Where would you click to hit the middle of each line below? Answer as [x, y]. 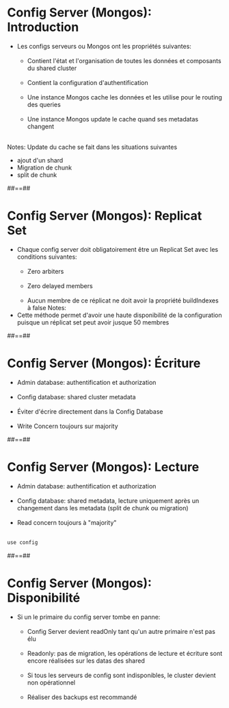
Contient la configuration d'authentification [87, 82]
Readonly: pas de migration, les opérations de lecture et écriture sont [125, 653]
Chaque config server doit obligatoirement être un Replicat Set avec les [118, 249]
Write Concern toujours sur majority [67, 426]
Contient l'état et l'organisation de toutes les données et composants [124, 60]
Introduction [43, 27]
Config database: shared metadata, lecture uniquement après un [108, 500]
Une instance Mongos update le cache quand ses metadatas [113, 119]
